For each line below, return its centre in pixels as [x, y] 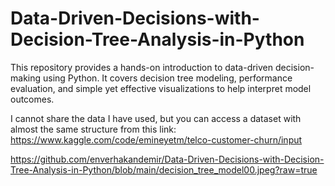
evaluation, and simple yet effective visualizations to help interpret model [161, 88]
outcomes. [32, 99]
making [26, 78]
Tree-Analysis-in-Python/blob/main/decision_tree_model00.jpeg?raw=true [164, 169]
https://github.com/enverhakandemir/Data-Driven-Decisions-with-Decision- [167, 159]
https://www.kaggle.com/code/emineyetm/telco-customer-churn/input [156, 139]
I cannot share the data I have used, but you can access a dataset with [156, 118]
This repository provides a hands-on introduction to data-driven [142, 67]
